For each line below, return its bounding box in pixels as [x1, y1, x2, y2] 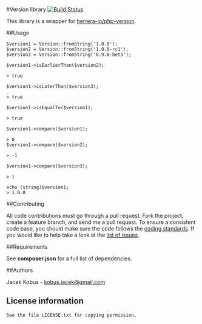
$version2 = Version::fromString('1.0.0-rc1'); [6, 46, 129, 52]
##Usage [6, 29, 30, 36]
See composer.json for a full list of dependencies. [6, 255, 132, 262]
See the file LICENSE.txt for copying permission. [6, 312, 137, 318]
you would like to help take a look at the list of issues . [6, 231, 140, 238]
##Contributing [6, 200, 44, 208]
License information [6, 296, 84, 306]
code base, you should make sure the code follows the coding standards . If [6, 225, 195, 232]
